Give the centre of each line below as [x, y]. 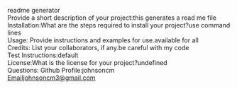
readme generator [34, 10]
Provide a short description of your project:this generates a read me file [112, 18]
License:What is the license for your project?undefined [88, 63]
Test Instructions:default [43, 55]
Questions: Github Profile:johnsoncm [61, 70]
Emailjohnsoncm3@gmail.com [51, 78]
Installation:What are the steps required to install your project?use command [119, 25]
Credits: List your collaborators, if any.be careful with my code [98, 48]
